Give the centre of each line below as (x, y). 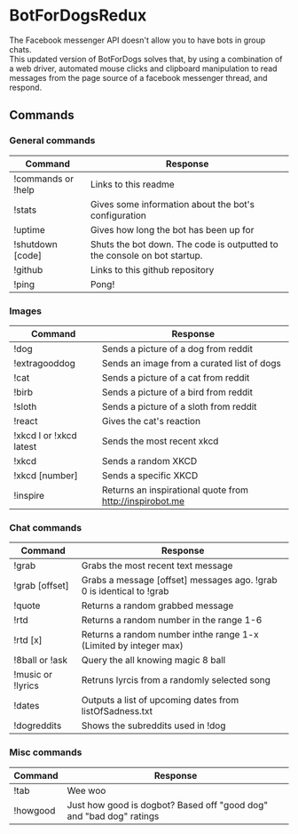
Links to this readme (132, 184)
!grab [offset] (41, 586)
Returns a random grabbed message (157, 605)
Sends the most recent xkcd (160, 441)
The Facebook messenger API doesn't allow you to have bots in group (137, 40)
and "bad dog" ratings (113, 816)
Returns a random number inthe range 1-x (170, 635)
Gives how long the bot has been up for (172, 229)
